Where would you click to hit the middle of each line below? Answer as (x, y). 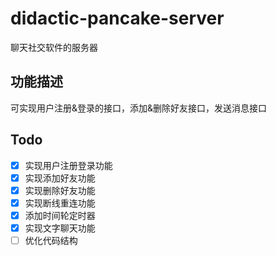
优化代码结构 (51, 240)
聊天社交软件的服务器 (54, 47)
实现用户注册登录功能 (68, 165)
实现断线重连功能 (60, 203)
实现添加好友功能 (60, 178)
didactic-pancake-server (117, 18)
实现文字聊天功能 (60, 228)
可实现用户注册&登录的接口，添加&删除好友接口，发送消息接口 (139, 108)
